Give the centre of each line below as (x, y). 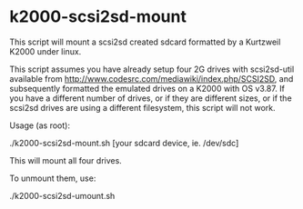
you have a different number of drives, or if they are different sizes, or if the (151, 98)
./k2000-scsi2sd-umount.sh (62, 195)
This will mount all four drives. (66, 160)
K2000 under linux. (45, 51)
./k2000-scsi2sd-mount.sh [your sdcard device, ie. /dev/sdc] (124, 143)
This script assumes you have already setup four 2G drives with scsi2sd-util (152, 69)
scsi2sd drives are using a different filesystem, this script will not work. (142, 107)
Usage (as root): (40, 125)
